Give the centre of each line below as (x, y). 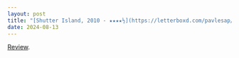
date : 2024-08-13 (33, 27)
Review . (19, 47)
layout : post (27, 14)
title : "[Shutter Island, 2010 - (57, 21)
